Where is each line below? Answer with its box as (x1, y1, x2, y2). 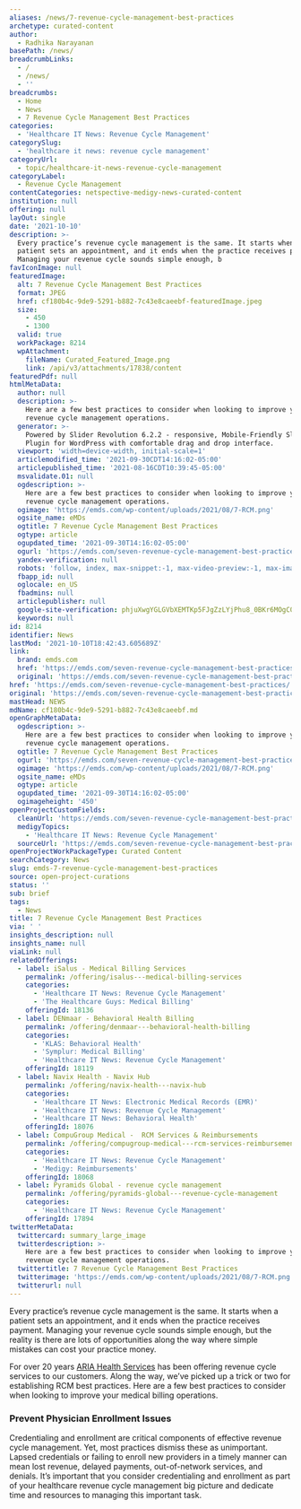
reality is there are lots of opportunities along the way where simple (9, 1334, 258, 1345)
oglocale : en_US (17, 580, 78, 589)
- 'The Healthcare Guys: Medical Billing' (32, 998, 194, 1007)
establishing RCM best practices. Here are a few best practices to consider (9, 1380, 287, 1391)
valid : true (17, 330, 63, 339)
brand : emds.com (17, 656, 78, 665)
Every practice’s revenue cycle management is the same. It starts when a (9, 1305, 279, 1316)
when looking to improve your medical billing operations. (9, 1390, 219, 1400)
